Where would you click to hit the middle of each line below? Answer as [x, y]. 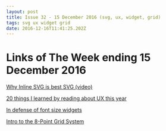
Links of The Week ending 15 [79, 58]
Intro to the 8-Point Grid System [45, 121]
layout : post [22, 12]
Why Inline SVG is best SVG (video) [49, 87]
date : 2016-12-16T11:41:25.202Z [46, 28]
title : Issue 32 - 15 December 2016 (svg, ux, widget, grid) [84, 17]
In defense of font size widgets [44, 110]
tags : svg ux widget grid [38, 23]
